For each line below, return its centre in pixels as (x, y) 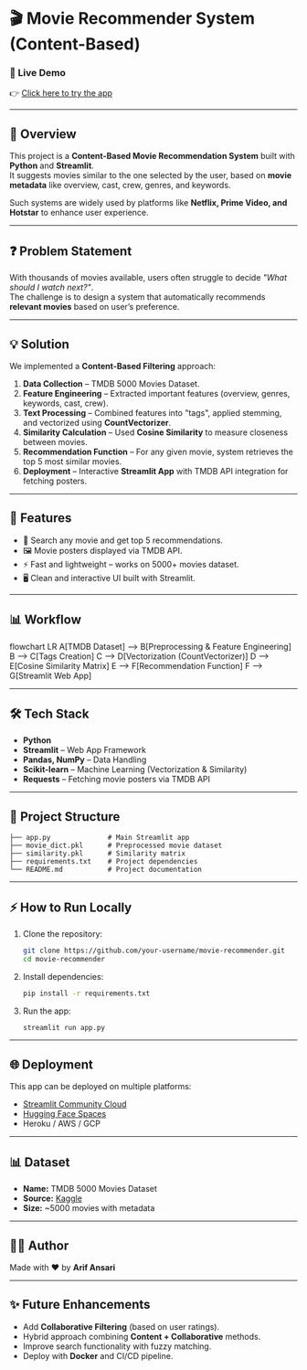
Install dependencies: (63, 976)
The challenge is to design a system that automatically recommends (138, 297)
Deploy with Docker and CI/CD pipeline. (98, 1355)
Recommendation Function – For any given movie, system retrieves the (158, 451)
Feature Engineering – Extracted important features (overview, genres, (156, 393)
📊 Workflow (46, 620)
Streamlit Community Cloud (74, 1104)
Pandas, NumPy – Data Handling (85, 759)
